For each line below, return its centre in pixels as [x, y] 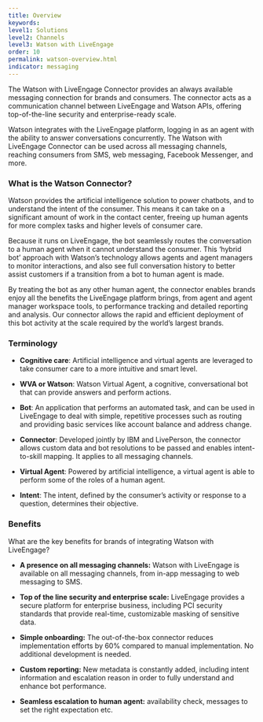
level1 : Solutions [38, 30]
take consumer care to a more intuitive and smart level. [108, 369]
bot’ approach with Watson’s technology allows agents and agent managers [131, 257]
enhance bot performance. [63, 686]
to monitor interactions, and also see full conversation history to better [122, 266]
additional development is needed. [75, 654]
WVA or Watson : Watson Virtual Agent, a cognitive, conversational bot [134, 384]
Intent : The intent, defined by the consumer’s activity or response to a [133, 495]
